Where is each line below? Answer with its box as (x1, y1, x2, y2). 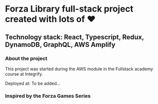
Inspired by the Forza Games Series (5, 92, 91, 99)
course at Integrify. (5, 71, 43, 77)
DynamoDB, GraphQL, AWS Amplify (5, 40, 116, 49)
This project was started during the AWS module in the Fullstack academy (5, 66, 153, 72)
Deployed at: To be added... (5, 80, 61, 86)
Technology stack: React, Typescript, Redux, (5, 33, 144, 41)
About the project (5, 55, 48, 61)
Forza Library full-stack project (5, 3, 134, 15)
